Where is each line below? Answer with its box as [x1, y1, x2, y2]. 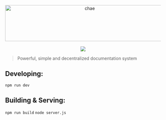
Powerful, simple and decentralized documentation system [17, 55, 137, 61]
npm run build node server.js [5, 110, 67, 115]
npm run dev [5, 82, 30, 88]
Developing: [5, 70, 43, 78]
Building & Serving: [5, 96, 66, 105]
